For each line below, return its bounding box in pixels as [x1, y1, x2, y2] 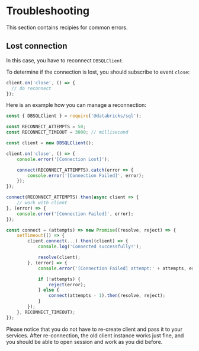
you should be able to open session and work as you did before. [6, 338, 163, 345]
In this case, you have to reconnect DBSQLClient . [6, 56, 124, 64]
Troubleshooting [6, 4, 90, 18]
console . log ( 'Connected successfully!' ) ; [37, 244, 142, 250]
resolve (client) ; [37, 254, 81, 260]
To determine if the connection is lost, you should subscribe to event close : [6, 68, 190, 75]
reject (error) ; [48, 282, 86, 287]
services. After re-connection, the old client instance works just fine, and [6, 331, 184, 339]
